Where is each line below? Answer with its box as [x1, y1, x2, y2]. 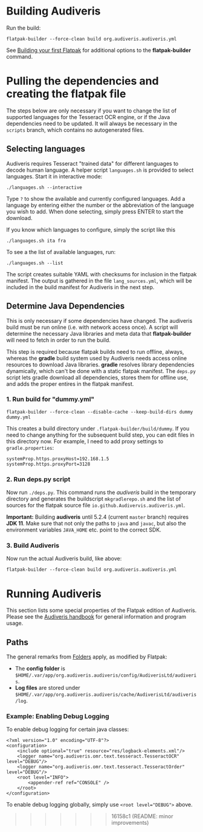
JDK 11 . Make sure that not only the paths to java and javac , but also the [6, 520, 186, 527]
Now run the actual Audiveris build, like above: [6, 555, 122, 562]
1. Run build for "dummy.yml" [6, 395, 95, 403]
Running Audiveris [6, 587, 101, 600]
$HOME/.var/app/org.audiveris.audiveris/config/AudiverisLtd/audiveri [14, 672, 197, 678]
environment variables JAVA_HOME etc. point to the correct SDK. [6, 526, 162, 533]
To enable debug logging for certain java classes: [6, 726, 129, 733]
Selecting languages [6, 144, 86, 154]
